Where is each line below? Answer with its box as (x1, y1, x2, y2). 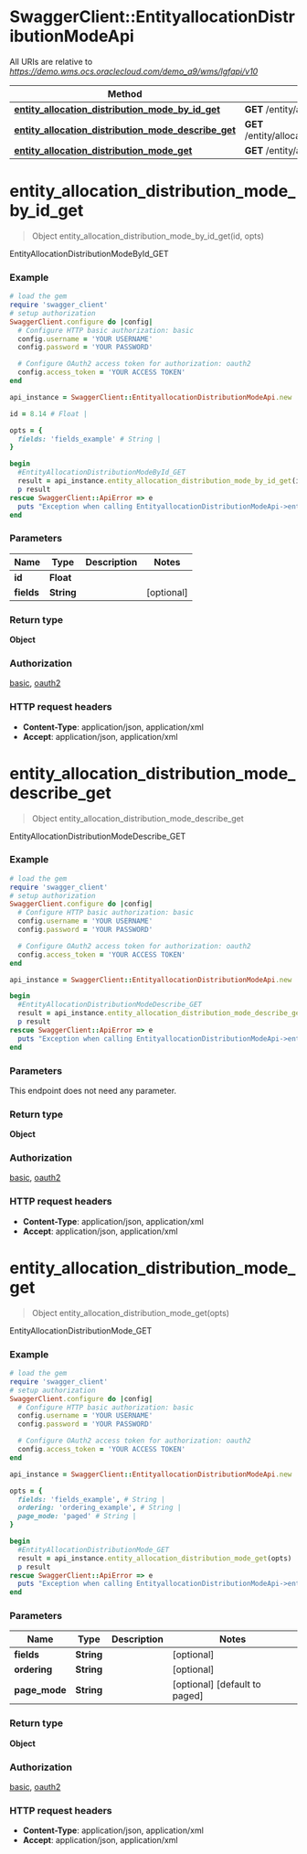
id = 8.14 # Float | (9, 409, 89, 418)
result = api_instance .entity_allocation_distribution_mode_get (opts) (17, 1553, 292, 1563)
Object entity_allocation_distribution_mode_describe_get (31, 812, 244, 824)
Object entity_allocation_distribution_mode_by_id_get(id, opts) (31, 230, 265, 241)
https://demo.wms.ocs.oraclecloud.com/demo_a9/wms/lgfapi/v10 (9, 66, 259, 77)
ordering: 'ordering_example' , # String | (17, 1503, 182, 1513)
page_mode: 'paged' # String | (17, 1512, 137, 1521)
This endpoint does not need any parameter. (9, 1085, 176, 1096)
